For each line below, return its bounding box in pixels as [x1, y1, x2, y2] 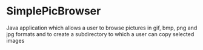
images [6, 37, 25, 44]
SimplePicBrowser [6, 4, 101, 18]
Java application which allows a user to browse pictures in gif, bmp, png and [6, 24, 198, 31]
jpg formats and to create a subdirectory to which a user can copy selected [6, 30, 195, 37]
